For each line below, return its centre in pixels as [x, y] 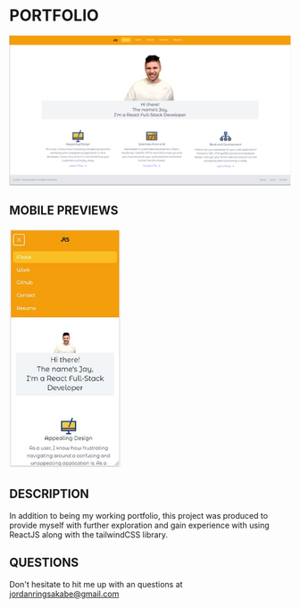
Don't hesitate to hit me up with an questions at [96, 584]
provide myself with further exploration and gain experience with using [139, 525]
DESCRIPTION [49, 494]
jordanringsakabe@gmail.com [64, 594]
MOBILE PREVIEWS [64, 211]
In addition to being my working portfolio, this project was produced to [139, 515]
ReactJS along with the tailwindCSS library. [88, 534]
